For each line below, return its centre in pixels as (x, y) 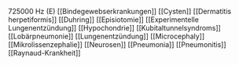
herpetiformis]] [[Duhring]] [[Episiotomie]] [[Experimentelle (103, 20)
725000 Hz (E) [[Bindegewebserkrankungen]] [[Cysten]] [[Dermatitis (120, 11)
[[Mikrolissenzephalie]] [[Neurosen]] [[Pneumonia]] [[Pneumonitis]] (117, 45)
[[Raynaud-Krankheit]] (44, 53)
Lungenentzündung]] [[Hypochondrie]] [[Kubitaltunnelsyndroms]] (115, 28)
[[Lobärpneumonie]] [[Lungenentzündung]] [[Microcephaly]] (107, 36)
